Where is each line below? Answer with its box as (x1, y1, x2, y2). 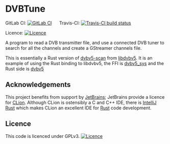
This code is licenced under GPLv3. (5, 133, 80, 139)
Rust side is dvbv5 (5, 66, 44, 72)
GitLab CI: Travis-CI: (5, 20, 80, 26)
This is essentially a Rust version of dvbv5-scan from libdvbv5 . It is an (5, 54, 153, 61)
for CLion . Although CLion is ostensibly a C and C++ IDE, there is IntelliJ (5, 99, 157, 105)
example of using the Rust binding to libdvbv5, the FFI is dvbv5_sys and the (5, 60, 164, 66)
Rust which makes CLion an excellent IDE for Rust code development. (5, 105, 152, 111)
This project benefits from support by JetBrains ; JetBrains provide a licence (5, 94, 165, 100)
